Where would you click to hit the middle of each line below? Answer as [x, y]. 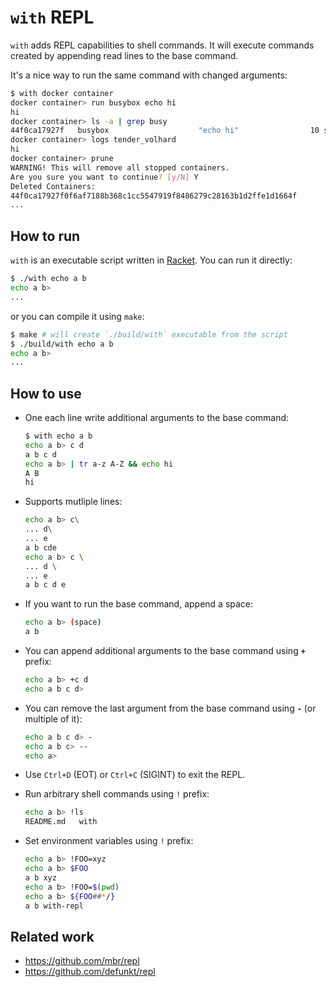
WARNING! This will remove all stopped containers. [120, 167]
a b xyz [40, 877]
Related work [52, 936]
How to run [45, 236]
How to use [46, 393]
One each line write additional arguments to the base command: [157, 418]
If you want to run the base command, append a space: [139, 604]
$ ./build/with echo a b [62, 344]
